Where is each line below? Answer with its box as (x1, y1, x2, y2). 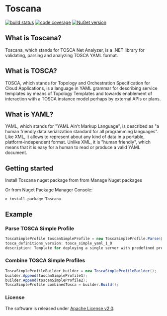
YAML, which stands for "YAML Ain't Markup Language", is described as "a (5, 123, 160, 129)
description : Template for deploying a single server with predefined (5, 245, 155, 250)
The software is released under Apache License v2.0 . (5, 305, 115, 311)
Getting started (5, 164, 54, 172)
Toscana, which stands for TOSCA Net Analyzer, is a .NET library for (5, 47, 145, 53)
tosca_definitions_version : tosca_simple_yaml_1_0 (5, 240, 112, 246)
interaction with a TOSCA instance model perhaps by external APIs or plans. (5, 95, 161, 102)
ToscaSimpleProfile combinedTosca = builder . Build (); (5, 282, 119, 287)
